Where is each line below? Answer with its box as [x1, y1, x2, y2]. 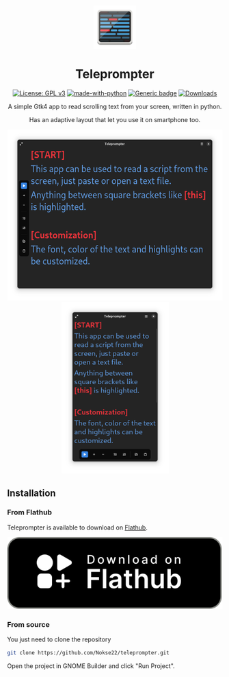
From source [7, 619, 50, 629]
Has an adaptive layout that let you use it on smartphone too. [29, 116, 201, 124]
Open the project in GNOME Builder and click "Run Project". [7, 661, 176, 670]
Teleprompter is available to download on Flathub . [7, 523, 148, 532]
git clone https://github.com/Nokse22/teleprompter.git [7, 650, 170, 656]
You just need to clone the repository [7, 635, 111, 643]
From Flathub [7, 508, 53, 517]
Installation [7, 487, 56, 499]
